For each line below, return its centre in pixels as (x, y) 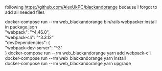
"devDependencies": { (28, 43)
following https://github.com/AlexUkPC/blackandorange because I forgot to (81, 7)
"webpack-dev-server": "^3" (34, 48)
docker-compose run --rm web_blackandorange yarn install (66, 58)
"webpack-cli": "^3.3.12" (29, 37)
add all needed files (25, 12)
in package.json (21, 27)
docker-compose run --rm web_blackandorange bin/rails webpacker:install (81, 22)
